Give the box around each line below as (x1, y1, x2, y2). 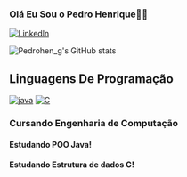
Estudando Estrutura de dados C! (9, 159, 135, 170)
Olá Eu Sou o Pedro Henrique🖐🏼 (9, 8, 149, 20)
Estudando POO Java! (9, 139, 92, 149)
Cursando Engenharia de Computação (9, 117, 179, 130)
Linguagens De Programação (9, 71, 174, 86)
